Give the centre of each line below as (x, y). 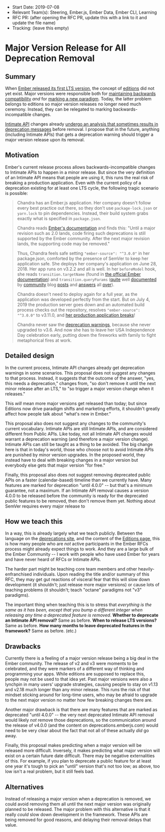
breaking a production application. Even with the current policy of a (73, 183)
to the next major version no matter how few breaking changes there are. (79, 700)
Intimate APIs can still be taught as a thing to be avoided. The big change (79, 444)
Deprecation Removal (50, 58)
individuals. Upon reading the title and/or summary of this (91, 574)
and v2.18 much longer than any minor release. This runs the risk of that (78, 690)
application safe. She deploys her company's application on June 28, (87, 263)
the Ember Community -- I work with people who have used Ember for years (82, 554)
